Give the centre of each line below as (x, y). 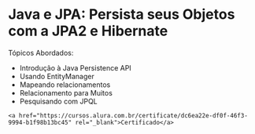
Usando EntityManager (57, 76)
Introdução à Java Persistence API (75, 67)
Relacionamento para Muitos (66, 92)
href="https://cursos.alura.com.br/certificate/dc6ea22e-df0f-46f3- (133, 115)
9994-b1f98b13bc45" (40, 122)
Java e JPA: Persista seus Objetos (122, 14)
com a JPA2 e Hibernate (88, 31)
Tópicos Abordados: (41, 53)
